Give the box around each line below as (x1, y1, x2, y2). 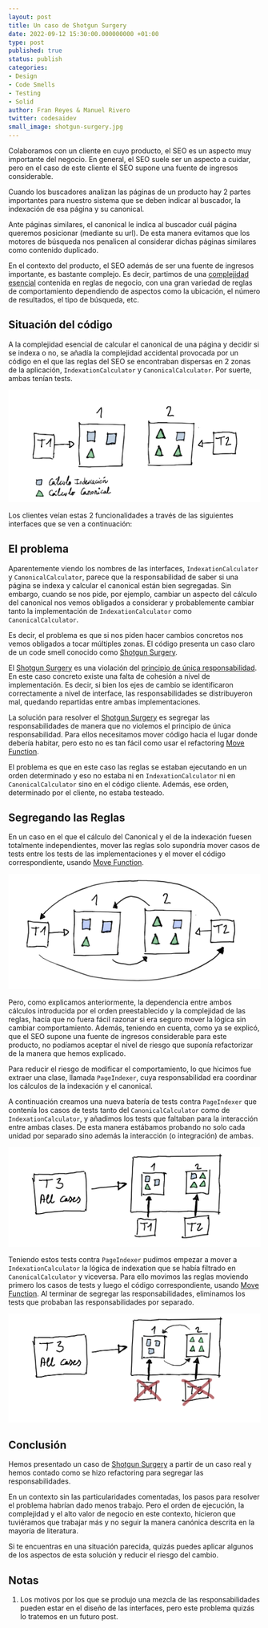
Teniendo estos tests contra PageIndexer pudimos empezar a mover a (8, 1254, 238, 1264)
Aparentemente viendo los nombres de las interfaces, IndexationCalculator (8, 563, 258, 573)
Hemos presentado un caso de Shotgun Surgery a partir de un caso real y (8, 1460, 252, 1469)
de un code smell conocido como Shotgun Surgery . (8, 647, 178, 657)
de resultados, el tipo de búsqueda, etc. (8, 295, 140, 304)
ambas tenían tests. (8, 373, 74, 383)
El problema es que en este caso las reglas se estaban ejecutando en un (8, 762, 247, 772)
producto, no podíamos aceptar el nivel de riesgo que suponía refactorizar (8, 1040, 254, 1049)
